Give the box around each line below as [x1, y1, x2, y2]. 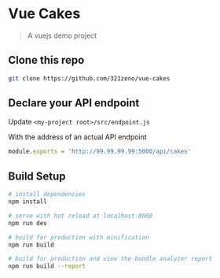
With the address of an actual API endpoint [8, 132, 147, 142]
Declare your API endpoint [8, 96, 140, 110]
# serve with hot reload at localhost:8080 [8, 212, 153, 220]
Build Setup [8, 169, 66, 183]
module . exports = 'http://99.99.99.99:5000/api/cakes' [8, 147, 192, 156]
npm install [8, 198, 47, 206]
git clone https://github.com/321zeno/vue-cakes [8, 74, 170, 83]
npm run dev [8, 219, 47, 227]
